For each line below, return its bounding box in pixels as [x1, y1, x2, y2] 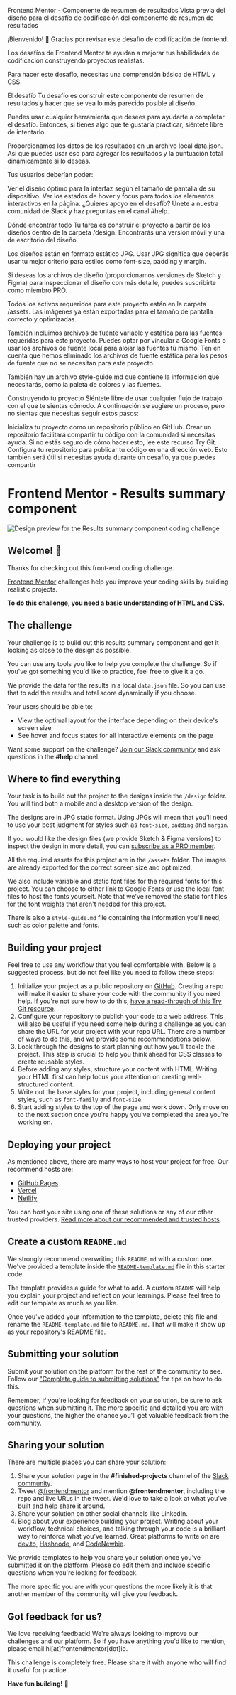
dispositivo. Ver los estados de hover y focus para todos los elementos [7, 192, 214, 200]
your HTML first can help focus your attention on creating [17, 1073, 186, 1081]
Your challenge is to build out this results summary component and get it [7, 638, 220, 646]
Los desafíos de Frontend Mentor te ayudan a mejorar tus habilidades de [7, 49, 220, 57]
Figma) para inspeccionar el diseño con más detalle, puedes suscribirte [7, 279, 216, 287]
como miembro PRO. [7, 286, 68, 294]
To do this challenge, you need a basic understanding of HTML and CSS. [7, 599, 225, 607]
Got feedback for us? [7, 1610, 103, 1622]
